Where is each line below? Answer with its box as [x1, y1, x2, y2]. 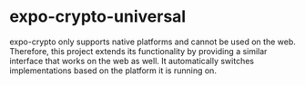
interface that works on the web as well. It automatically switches [9, 55, 255, 66]
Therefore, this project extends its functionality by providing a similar [9, 45, 268, 56]
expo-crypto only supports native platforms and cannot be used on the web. [9, 36, 296, 47]
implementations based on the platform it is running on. [9, 65, 217, 76]
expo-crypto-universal [9, 6, 187, 27]
